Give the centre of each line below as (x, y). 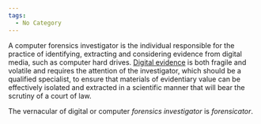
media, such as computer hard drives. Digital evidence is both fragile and (127, 62)
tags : (17, 15)
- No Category (38, 23)
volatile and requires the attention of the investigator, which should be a (125, 70)
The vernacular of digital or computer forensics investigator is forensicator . (131, 111)
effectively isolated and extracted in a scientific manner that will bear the (127, 87)
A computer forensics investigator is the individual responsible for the (121, 45)
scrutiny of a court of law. (50, 96)
